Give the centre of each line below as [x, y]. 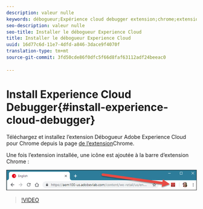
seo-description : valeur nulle [46, 25]
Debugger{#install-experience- [87, 107]
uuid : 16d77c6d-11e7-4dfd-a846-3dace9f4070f [63, 45]
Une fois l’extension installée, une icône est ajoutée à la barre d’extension [98, 155]
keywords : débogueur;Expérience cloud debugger [67, 19]
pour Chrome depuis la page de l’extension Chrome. [70, 143]
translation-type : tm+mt [37, 51]
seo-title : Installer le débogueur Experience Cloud [74, 32]
